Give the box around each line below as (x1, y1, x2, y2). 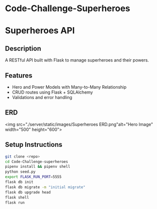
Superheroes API (5, 25, 75, 36)
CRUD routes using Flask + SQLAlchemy (12, 89, 93, 95)
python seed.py (5, 169, 36, 175)
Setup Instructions (5, 141, 63, 149)
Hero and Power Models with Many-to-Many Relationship (12, 84, 127, 90)
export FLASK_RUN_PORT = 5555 (5, 175, 62, 179)
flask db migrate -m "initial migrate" (5, 185, 86, 190)
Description (5, 44, 41, 52)
